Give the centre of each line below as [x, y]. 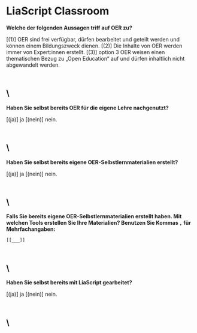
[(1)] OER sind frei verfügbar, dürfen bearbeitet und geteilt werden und [93, 39]
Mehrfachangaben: [31, 229]
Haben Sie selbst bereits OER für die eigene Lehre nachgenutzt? [87, 108]
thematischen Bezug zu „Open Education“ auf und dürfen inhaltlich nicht [96, 58]
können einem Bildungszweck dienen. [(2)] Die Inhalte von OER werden [94, 46]
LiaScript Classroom [58, 11]
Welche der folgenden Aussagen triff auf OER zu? [69, 28]
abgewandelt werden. [33, 65]
